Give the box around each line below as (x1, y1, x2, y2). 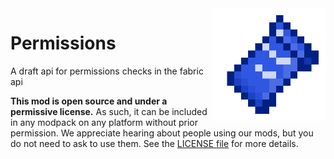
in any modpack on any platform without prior (10, 116, 198, 128)
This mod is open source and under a (10, 95, 168, 107)
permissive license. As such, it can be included (10, 105, 208, 117)
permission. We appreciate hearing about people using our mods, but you (10, 127, 314, 139)
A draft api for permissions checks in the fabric (10, 65, 204, 77)
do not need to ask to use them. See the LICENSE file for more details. (10, 137, 299, 149)
